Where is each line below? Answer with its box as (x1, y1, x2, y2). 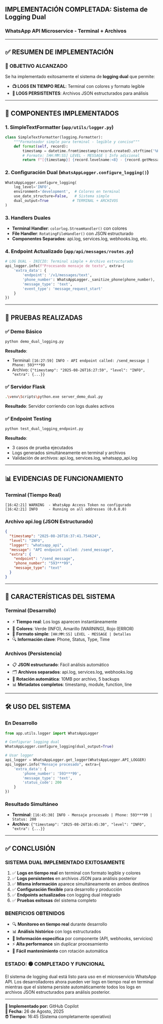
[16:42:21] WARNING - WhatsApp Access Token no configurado (5, 502, 131, 507)
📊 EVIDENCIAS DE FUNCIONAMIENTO (5, 474, 124, 482)
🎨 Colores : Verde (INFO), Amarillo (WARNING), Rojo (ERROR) (12, 625, 134, 631)
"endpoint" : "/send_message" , (14, 556, 75, 562)
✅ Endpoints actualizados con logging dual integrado (12, 892, 120, 898)
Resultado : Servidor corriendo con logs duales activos (5, 403, 114, 409)
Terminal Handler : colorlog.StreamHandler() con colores (12, 225, 127, 231)
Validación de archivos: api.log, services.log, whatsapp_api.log (12, 455, 137, 461)
